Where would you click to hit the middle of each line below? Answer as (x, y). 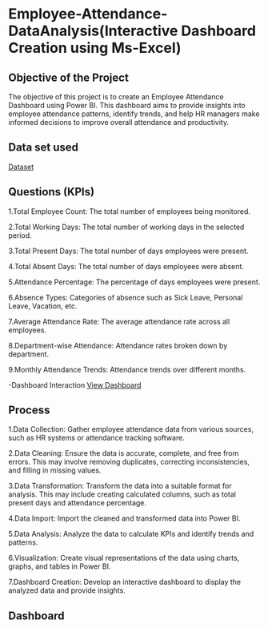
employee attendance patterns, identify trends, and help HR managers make (134, 114)
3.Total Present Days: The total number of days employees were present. (128, 251)
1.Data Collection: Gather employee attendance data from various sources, (131, 429)
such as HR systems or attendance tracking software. (97, 438)
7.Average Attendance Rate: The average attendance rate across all (119, 321)
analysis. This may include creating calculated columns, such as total (122, 494)
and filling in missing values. (55, 470)
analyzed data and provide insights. (67, 590)
